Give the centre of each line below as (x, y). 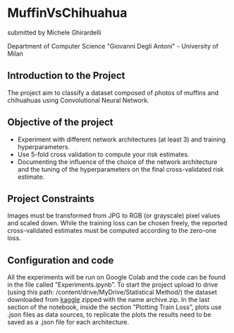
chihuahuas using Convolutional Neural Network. (78, 100)
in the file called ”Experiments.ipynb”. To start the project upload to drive (113, 285)
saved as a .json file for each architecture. (68, 322)
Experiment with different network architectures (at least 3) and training (122, 139)
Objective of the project (60, 122)
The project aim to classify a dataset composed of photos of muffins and (113, 92)
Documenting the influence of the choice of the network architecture (117, 162)
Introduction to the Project (66, 76)
